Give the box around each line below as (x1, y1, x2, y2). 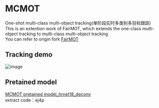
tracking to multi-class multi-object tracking (19, 31, 109, 37)
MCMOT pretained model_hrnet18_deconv (5, 91, 91, 97)
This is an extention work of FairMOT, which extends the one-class (5, 25, 142, 31)
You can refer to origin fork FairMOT (5, 36, 79, 42)
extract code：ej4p (5, 97, 44, 103)
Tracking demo (5, 51, 53, 59)
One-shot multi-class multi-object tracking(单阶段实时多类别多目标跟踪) (5, 20, 152, 26)
